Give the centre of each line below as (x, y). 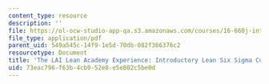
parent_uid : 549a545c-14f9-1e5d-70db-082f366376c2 (94, 46)
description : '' (35, 23)
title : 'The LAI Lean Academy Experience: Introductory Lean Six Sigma (130, 61)
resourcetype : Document (48, 53)
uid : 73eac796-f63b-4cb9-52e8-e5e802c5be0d (82, 68)
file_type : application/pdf (55, 38)
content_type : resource (48, 16)
